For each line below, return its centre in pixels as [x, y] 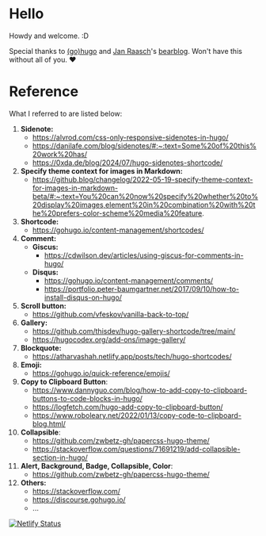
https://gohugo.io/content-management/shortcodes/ [118, 230]
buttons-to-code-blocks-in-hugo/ [87, 398]
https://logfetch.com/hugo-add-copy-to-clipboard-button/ [127, 407]
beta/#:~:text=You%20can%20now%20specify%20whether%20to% [145, 196]
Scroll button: [43, 305]
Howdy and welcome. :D [49, 36]
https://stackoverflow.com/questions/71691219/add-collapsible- [136, 449]
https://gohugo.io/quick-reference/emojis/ [101, 373]
